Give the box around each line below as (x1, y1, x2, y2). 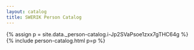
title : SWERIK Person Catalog (6, 14, 82, 20)
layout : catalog (6, 8, 47, 15)
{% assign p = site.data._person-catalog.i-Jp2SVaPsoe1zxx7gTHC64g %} (6, 30, 189, 37)
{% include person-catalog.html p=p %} (6, 37, 106, 44)
